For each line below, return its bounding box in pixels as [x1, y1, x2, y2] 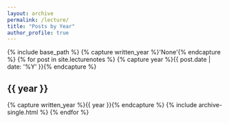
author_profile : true [7, 29, 69, 36]
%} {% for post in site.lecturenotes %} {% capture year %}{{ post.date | [7, 56, 211, 64]
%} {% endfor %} [39, 108, 89, 117]
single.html [7, 108, 39, 117]
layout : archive [7, 10, 54, 17]
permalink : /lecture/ [7, 16, 69, 23]
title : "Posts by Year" [7, 23, 76, 30]
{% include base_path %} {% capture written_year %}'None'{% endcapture [7, 48, 221, 56]
